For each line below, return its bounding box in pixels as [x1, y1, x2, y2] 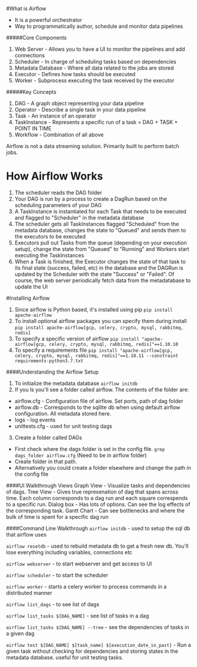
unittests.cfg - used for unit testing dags [14, 422, 113, 430]
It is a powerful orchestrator [14, 17, 82, 23]
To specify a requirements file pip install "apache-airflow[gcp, [14, 346, 173, 354]
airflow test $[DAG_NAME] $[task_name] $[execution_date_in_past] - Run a [6, 641, 191, 648]
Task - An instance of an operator [14, 112, 96, 119]
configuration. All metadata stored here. [14, 410, 112, 417]
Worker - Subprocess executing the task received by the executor [14, 77, 175, 84]
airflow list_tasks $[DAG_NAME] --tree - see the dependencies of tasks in [6, 623, 189, 630]
